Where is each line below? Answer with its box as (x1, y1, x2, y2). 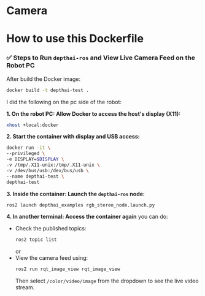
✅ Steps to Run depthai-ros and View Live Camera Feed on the (6, 53, 195, 62)
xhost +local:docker (6, 122, 60, 128)
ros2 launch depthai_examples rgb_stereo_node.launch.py (6, 202, 155, 208)
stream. (15, 284, 35, 291)
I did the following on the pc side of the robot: (6, 98, 122, 105)
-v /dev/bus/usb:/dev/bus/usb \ (6, 167, 89, 173)
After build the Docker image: (6, 75, 81, 83)
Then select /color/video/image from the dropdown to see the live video (15, 277, 199, 285)
